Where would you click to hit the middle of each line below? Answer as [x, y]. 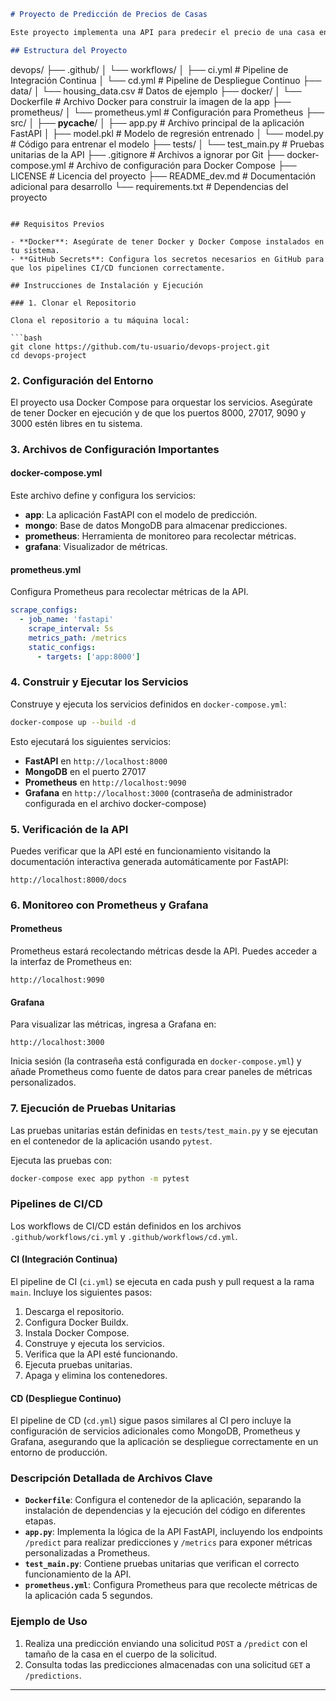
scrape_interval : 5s [71, 629]
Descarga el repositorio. [74, 1311]
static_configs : [62, 647]
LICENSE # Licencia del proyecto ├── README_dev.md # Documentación [163, 176]
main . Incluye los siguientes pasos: [81, 1292]
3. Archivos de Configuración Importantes [115, 449]
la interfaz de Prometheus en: [71, 962]
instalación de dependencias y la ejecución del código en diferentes [165, 1511]
